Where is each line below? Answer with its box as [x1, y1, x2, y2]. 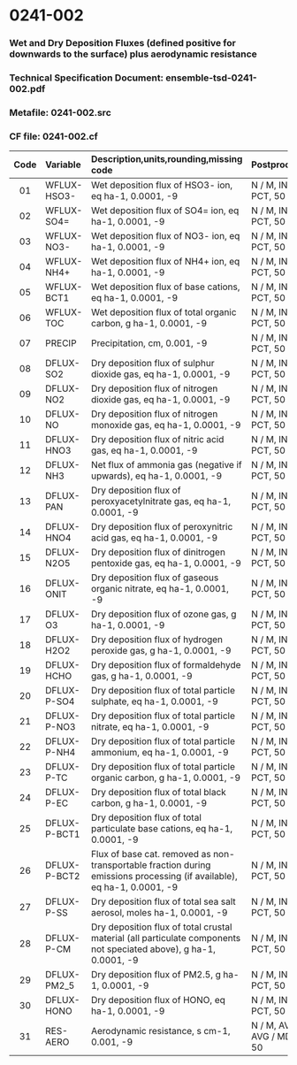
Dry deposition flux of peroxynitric [91, 521, 233, 533]
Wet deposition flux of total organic [91, 306, 237, 318]
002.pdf [9, 83, 46, 96]
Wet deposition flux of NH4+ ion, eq [91, 256, 240, 268]
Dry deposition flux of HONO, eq [91, 994, 225, 1007]
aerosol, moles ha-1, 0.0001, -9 [91, 907, 228, 919]
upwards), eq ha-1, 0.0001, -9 [91, 470, 223, 482]
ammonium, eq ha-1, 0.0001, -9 [91, 747, 229, 759]
